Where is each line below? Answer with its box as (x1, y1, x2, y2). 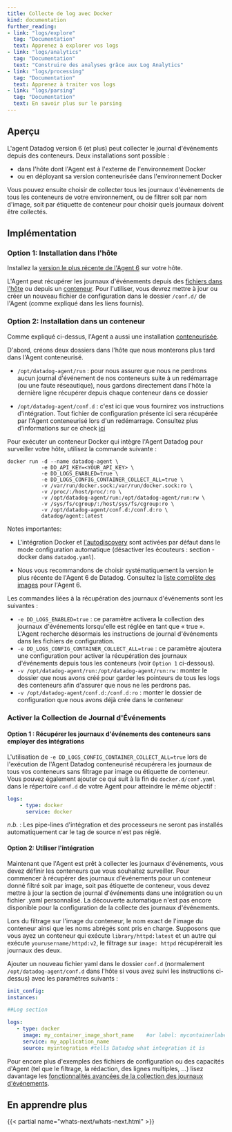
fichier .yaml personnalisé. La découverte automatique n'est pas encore (7, 896, 212, 904)
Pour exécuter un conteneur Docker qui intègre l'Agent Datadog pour (7, 437, 204, 446)
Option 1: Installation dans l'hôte (7, 248, 118, 258)
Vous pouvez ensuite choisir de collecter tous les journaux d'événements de (7, 185, 224, 194)
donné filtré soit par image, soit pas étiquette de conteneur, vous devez (7, 881, 211, 889)
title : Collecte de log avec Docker (7, 10, 113, 17)
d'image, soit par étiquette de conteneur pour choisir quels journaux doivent (7, 200, 224, 208)
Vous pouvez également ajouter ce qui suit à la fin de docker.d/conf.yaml (7, 775, 215, 783)
